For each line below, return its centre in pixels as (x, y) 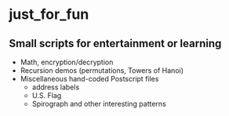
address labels (56, 87)
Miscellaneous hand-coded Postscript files (89, 79)
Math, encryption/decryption (67, 62)
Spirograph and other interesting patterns (99, 104)
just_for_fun (49, 14)
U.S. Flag (47, 95)
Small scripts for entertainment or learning (115, 43)
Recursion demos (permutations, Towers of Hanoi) (102, 71)
